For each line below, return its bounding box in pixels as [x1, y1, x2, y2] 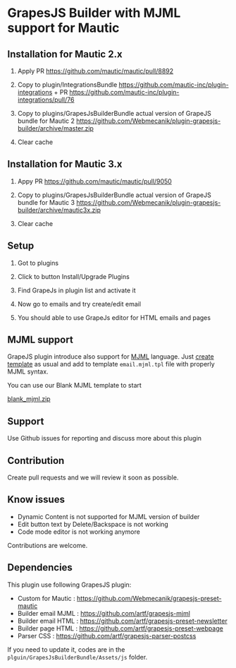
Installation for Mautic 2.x [7, 48, 123, 60]
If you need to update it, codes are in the [7, 645, 125, 654]
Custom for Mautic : [17, 594, 75, 602]
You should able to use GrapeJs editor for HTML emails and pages [17, 313, 211, 322]
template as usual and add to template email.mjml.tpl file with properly [7, 360, 215, 369]
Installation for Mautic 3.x [7, 158, 123, 170]
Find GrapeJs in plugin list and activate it [17, 286, 136, 294]
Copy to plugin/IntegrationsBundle [17, 80, 118, 89]
